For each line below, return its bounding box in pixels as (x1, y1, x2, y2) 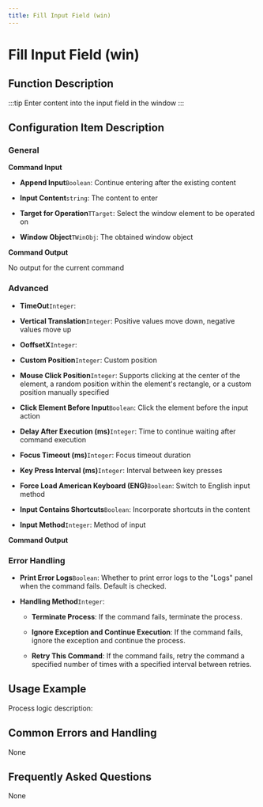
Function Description (8, 77, 115, 91)
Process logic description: (8, 703, 93, 713)
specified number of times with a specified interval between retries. (31, 659, 252, 669)
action (19, 411, 41, 420)
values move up (19, 324, 72, 334)
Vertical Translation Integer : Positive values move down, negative (19, 316, 235, 325)
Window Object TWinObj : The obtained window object (19, 233, 193, 242)
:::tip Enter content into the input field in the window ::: (8, 98, 185, 108)
